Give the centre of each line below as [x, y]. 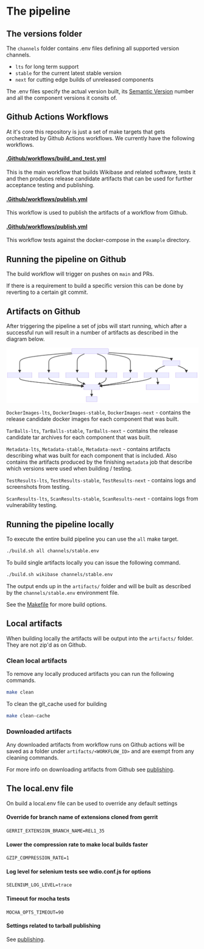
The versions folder [44, 34]
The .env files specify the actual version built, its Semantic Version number [100, 91]
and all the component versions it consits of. [62, 98]
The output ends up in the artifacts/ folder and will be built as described [99, 586]
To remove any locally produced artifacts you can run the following [90, 674]
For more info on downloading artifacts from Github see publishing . [90, 769]
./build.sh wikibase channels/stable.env [60, 574]
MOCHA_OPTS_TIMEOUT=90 [35, 912]
